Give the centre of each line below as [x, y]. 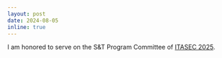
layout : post [27, 14]
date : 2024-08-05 [33, 21]
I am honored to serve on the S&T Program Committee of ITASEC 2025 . [111, 47]
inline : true [27, 27]
